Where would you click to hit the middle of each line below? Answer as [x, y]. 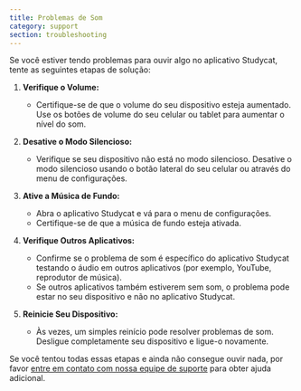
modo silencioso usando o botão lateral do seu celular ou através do [163, 169]
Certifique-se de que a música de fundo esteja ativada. [139, 224]
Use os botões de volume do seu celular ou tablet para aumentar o [160, 115]
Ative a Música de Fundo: [71, 196]
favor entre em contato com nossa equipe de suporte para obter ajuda [140, 368]
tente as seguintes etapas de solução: [80, 70]
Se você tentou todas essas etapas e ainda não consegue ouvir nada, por [146, 359]
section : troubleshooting [58, 34]
